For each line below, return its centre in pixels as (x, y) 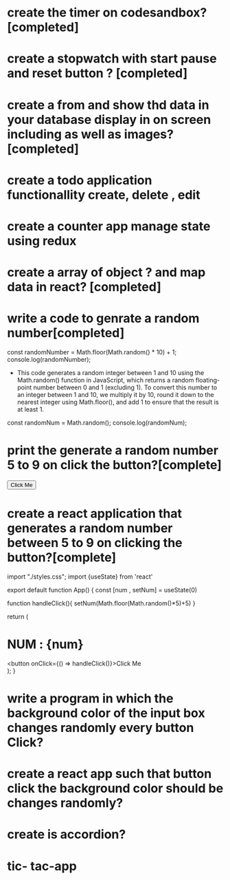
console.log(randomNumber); (49, 360)
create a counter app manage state (109, 226)
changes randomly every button (101, 728)
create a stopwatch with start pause (112, 59)
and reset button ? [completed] (97, 73)
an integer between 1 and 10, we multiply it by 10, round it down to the (115, 395)
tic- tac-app (42, 866)
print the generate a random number (113, 450)
